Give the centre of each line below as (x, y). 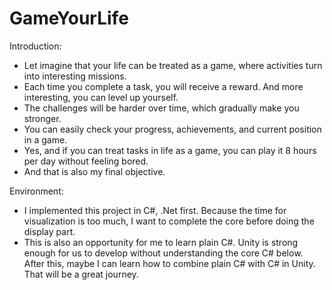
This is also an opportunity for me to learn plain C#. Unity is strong (161, 242)
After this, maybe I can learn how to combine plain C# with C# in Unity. (169, 263)
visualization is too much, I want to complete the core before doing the (169, 221)
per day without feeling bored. (86, 161)
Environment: (36, 191)
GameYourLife (69, 18)
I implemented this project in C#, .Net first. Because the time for (155, 210)
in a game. (45, 139)
